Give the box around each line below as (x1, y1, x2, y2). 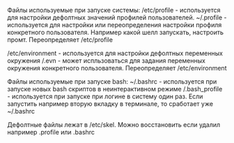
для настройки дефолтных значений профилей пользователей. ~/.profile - (7, 13, 228, 22)
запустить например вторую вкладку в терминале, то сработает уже (7, 100, 214, 107)
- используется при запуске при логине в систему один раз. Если (7, 92, 203, 100)
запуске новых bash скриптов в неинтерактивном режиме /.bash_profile (7, 85, 223, 93)
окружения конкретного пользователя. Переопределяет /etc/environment (7, 64, 227, 72)
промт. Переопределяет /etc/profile (7, 36, 114, 44)
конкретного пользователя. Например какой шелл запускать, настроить (7, 28, 224, 36)
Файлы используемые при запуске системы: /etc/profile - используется (7, 6, 221, 14)
